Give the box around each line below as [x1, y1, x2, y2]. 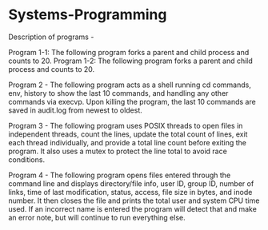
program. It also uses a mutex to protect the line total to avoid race [8, 146, 228, 156]
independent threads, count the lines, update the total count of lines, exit [8, 129, 248, 139]
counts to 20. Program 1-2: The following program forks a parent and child [8, 56, 254, 65]
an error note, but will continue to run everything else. [8, 212, 186, 222]
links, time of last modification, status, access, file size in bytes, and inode [8, 187, 253, 196]
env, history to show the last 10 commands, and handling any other [8, 88, 229, 97]
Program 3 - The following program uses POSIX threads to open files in [8, 121, 243, 130]
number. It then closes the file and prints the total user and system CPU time [8, 196, 260, 205]
